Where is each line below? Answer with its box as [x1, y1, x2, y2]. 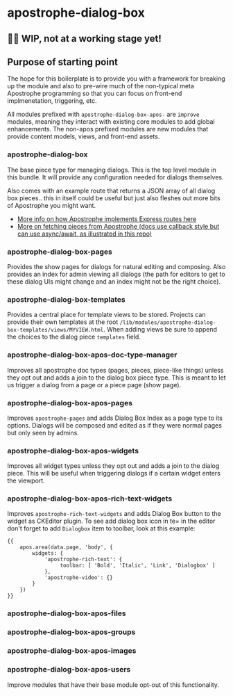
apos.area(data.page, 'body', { [19, 544, 113, 551]
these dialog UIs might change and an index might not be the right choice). [7, 277, 221, 286]
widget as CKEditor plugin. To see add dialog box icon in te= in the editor [7, 517, 216, 526]
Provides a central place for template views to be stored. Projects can [7, 311, 206, 319]
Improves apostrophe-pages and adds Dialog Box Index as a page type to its [7, 414, 223, 422]
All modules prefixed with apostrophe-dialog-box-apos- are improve [7, 110, 200, 119]
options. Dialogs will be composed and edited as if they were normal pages [7, 421, 222, 429]
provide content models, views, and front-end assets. [7, 132, 160, 140]
